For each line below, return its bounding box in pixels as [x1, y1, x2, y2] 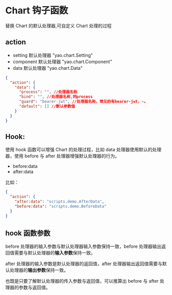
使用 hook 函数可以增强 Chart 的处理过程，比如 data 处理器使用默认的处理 [5, 147, 162, 153]
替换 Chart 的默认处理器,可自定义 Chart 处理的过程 [5, 23, 112, 29]
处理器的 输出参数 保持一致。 [9, 267, 68, 273]
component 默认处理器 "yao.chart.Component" [12, 58, 112, 65]
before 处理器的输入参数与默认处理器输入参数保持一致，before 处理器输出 [5, 243, 162, 249]
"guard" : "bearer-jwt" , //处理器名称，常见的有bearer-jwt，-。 [18, 99, 148, 104]
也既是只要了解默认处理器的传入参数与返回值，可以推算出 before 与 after [5, 278, 159, 284]
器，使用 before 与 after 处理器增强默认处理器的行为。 [5, 153, 120, 159]
